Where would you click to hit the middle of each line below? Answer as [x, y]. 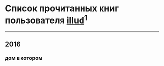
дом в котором [24, 58]
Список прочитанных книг [62, 8]
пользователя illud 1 [46, 20]
